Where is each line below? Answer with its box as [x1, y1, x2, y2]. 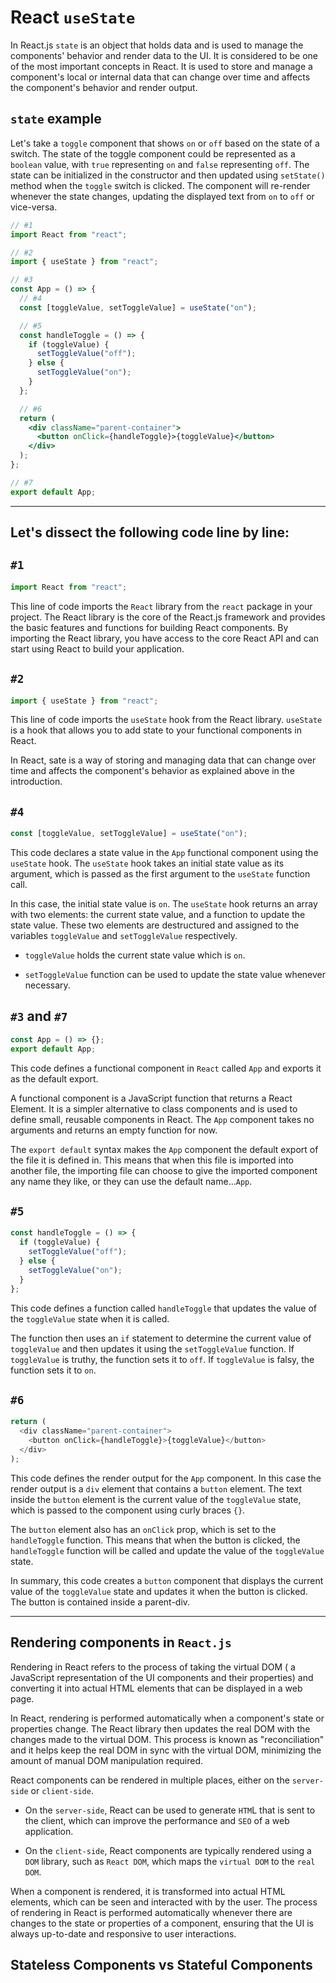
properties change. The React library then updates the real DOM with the [10, 1722, 311, 1735]
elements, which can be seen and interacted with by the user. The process [10, 1896, 318, 1908]
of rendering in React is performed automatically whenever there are [10, 1906, 293, 1918]
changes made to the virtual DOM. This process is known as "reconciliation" [10, 1733, 325, 1745]
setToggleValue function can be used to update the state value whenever [24, 969, 327, 981]
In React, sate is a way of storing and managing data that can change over [10, 754, 317, 766]
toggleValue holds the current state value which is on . [24, 949, 246, 961]
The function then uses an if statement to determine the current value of [10, 1332, 312, 1344]
